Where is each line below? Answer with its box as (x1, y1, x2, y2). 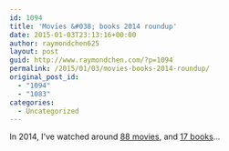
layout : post (9, 47, 59, 56)
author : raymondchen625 (9, 38, 100, 48)
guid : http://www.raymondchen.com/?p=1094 (9, 55, 173, 65)
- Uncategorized (17, 106, 79, 116)
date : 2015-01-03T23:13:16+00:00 (9, 30, 137, 39)
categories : (9, 97, 55, 107)
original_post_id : (9, 73, 79, 82)
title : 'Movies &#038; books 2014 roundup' (9, 22, 178, 31)
